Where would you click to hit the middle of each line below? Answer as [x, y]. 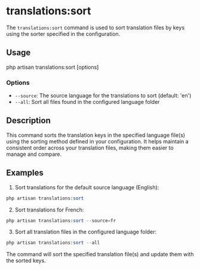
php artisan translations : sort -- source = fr [61, 220]
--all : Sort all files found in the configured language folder [87, 102]
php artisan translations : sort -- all [53, 243]
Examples [25, 173]
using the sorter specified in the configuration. [63, 33]
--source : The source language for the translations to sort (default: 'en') [103, 96]
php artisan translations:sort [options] [53, 67]
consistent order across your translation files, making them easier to [90, 148]
